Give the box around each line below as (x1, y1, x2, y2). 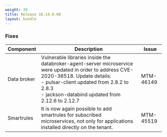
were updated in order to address (41, 66, 119, 73)
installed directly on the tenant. (41, 124, 113, 131)
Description (74, 46, 103, 52)
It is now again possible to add (41, 105, 112, 112)
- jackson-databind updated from (41, 91, 121, 98)
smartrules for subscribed (41, 111, 102, 118)
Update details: (76, 72, 111, 79)
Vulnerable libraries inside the (41, 54, 111, 61)
